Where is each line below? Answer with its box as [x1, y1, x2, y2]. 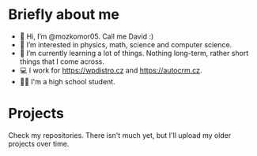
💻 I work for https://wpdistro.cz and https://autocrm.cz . [19, 65, 202, 75]
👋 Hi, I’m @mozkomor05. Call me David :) [19, 32, 154, 41]
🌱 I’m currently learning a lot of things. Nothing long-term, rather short [19, 48, 249, 58]
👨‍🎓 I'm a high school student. [19, 76, 116, 86]
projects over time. [8, 139, 70, 148]
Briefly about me [8, 6, 120, 24]
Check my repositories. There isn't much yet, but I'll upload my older [8, 130, 232, 139]
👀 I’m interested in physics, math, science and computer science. [19, 39, 232, 49]
